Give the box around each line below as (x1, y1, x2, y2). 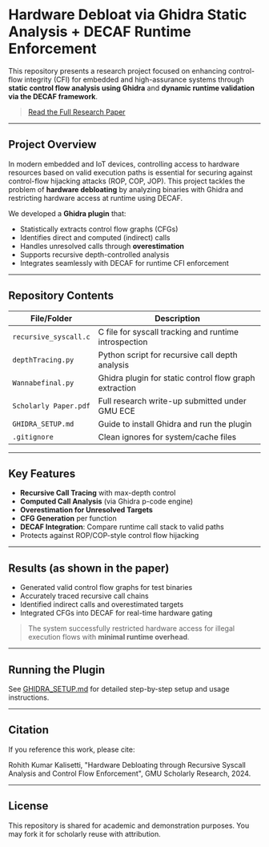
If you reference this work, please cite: (8, 745, 135, 754)
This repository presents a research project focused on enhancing (8, 66, 227, 75)
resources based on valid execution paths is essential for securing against (8, 167, 253, 177)
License (8, 799, 49, 813)
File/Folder (30, 312, 73, 323)
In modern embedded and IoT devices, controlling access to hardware (8, 159, 240, 169)
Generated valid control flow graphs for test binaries (19, 583, 193, 592)
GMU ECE (98, 405, 136, 416)
